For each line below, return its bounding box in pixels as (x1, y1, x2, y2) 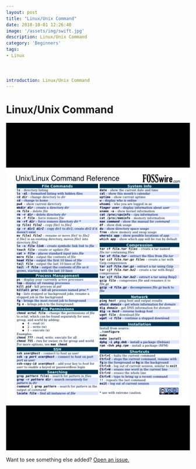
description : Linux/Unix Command (6, 34, 87, 40)
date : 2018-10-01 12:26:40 (6, 22, 72, 27)
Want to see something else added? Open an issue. (6, 456, 129, 463)
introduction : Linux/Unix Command (6, 77, 90, 83)
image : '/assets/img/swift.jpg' (6, 28, 85, 34)
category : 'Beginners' (6, 40, 61, 46)
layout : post (6, 9, 38, 15)
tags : (6, 47, 19, 53)
